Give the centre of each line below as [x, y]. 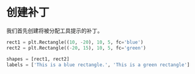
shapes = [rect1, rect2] [38, 59]
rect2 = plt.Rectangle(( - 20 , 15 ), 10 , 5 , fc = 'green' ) [76, 48]
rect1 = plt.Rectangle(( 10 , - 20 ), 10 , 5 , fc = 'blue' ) [75, 42]
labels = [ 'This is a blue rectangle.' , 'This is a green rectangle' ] [98, 65]
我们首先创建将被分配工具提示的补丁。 [54, 31]
